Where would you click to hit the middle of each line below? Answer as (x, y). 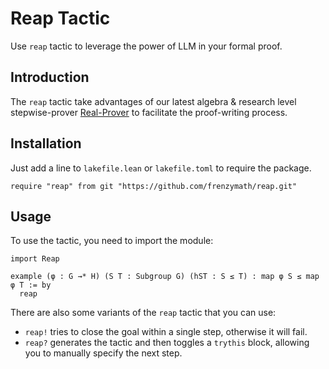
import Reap (35, 259)
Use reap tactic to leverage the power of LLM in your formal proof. (146, 46)
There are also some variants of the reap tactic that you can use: (143, 313)
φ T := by (31, 285)
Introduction (50, 77)
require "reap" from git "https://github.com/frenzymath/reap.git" (154, 186)
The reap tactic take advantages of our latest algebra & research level (153, 101)
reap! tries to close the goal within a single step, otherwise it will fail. (166, 332)
